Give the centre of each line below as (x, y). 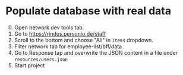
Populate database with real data (89, 11)
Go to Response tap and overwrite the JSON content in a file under (96, 52)
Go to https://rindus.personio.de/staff (60, 33)
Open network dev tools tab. (49, 27)
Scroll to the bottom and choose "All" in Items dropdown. (84, 40)
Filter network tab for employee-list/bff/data (68, 46)
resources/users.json (41, 60)
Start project (29, 65)
